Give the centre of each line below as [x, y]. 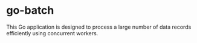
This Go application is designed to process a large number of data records [99, 27]
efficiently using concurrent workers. [52, 33]
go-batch [30, 10]
